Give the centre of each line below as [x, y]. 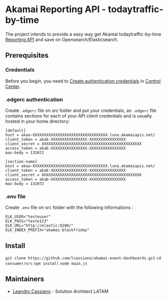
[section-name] [21, 161]
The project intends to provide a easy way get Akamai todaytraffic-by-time [83, 34]
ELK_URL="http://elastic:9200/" [39, 226]
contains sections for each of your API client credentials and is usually [79, 116]
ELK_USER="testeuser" [28, 217]
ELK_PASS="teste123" [27, 221]
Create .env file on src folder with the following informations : [69, 208]
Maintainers [25, 279]
